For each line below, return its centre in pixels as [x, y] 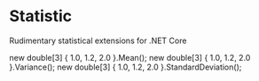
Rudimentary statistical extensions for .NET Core [98, 40]
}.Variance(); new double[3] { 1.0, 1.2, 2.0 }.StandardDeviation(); [126, 67]
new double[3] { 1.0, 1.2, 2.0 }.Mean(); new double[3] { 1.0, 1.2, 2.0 [130, 57]
